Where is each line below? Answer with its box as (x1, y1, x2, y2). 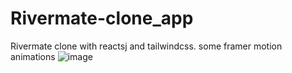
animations (10, 50, 56, 62)
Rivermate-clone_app (10, 7, 194, 30)
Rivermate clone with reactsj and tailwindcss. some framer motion (10, 40, 283, 52)
